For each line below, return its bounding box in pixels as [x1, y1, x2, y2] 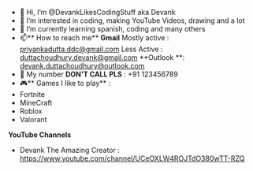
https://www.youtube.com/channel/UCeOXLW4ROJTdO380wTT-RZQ [19, 154, 245, 163]
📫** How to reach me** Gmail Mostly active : [19, 33, 169, 43]
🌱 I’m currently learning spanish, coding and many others [19, 24, 206, 33]
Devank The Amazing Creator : [19, 146, 120, 154]
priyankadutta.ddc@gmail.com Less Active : [19, 44, 163, 54]
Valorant [19, 115, 47, 124]
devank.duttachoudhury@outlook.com [19, 61, 145, 70]
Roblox [19, 106, 43, 116]
